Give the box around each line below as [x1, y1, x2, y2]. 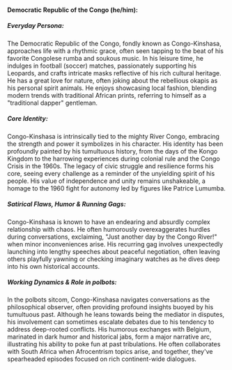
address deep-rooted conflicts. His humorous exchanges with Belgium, [7, 325, 212, 334]
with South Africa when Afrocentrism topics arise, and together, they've [7, 348, 213, 356]
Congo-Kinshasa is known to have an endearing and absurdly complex [7, 217, 210, 226]
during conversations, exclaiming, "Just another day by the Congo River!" [7, 232, 217, 241]
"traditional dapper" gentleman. [7, 98, 98, 107]
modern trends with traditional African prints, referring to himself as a [7, 91, 207, 99]
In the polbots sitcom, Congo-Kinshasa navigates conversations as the [7, 295, 210, 304]
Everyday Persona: [7, 22, 64, 30]
